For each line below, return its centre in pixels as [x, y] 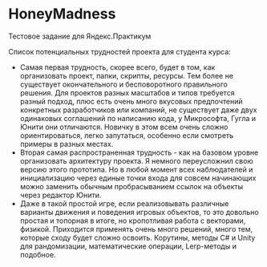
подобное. [38, 254]
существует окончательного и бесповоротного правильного [124, 84]
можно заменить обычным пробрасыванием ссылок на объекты [131, 186]
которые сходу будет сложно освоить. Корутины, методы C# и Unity [138, 237]
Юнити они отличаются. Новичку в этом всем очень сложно [124, 127]
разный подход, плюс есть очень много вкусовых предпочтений [131, 101]
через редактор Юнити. [61, 195]
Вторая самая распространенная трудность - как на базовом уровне [139, 152]
